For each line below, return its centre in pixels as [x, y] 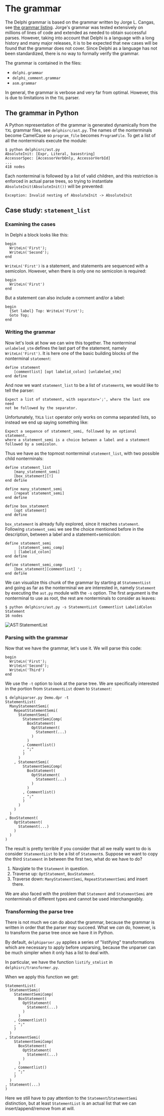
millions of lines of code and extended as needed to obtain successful [76, 32]
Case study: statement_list [48, 210]
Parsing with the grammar [37, 637]
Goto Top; [19, 315]
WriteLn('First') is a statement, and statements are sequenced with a [77, 266]
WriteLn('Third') [27, 670]
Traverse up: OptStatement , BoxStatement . [54, 874]
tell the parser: [20, 390]
